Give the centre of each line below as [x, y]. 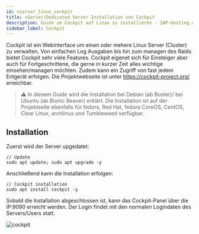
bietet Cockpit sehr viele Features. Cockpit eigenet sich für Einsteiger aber [97, 58]
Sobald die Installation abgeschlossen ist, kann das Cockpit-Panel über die [97, 201]
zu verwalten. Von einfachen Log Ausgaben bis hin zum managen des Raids [99, 52]
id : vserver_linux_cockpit [39, 12]
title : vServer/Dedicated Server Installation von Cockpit [81, 17]
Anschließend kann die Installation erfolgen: [60, 173]
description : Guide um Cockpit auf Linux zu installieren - [82, 23]
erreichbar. [20, 83]
